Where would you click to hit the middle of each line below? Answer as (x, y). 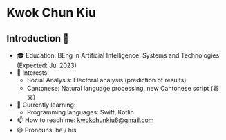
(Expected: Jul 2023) (47, 65)
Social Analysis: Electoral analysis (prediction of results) (106, 80)
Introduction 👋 (38, 38)
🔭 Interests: (33, 73)
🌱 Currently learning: (46, 105)
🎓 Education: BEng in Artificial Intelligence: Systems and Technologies (118, 55)
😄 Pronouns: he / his (46, 130)
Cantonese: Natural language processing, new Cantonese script (118, 88)
